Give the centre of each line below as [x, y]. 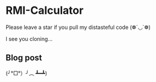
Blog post [24, 58]
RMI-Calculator [45, 11]
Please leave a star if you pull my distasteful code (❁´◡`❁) [78, 27]
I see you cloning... [29, 39]
